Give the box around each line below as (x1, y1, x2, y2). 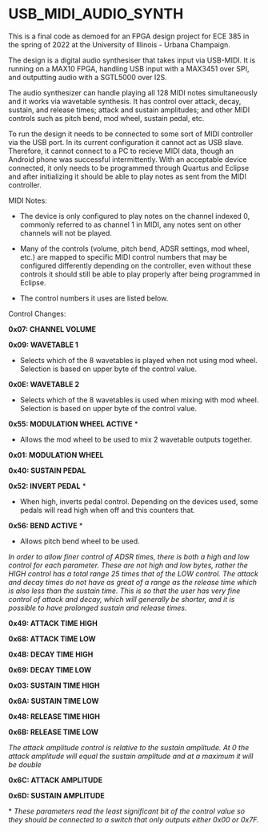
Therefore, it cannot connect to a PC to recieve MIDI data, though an (8, 146, 234, 155)
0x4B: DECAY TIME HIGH (8, 649, 94, 659)
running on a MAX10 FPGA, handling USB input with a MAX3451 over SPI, (8, 63, 250, 73)
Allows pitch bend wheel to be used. (19, 536, 140, 546)
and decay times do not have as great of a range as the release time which (8, 577, 258, 587)
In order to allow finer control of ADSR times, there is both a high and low (8, 551, 250, 561)
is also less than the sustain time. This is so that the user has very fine (8, 586, 241, 596)
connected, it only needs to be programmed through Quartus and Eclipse (8, 163, 250, 172)
